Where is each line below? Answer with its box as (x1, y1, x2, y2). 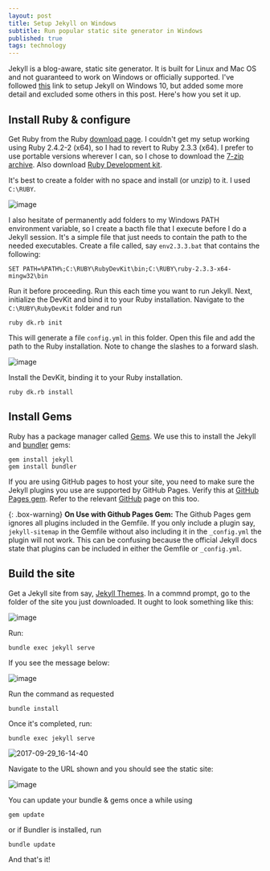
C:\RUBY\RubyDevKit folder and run (8, 303, 122, 312)
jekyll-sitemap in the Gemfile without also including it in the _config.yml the (8, 526, 262, 536)
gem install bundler (8, 462, 78, 471)
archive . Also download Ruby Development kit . (8, 159, 163, 169)
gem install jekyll (8, 456, 74, 464)
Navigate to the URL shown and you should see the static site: (8, 764, 214, 774)
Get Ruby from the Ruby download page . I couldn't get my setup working (8, 134, 251, 143)
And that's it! (8, 854, 51, 864)
